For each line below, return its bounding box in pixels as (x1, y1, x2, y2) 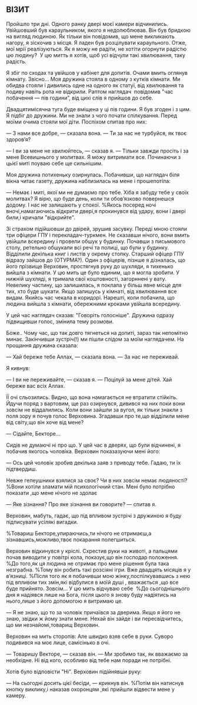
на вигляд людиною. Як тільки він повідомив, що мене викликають (6, 32, 175, 40)
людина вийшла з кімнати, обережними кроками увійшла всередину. (6, 300, 181, 307)
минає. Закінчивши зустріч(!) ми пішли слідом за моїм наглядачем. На (6, 335, 184, 342)
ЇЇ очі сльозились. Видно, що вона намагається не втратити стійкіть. (6, 394, 178, 401)
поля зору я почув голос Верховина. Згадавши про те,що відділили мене (6, 412, 189, 420)
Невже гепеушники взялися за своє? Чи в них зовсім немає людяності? (6, 477, 188, 484)
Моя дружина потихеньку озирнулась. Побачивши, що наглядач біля (6, 171, 180, 178)
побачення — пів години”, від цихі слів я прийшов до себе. (6, 94, 153, 101)
